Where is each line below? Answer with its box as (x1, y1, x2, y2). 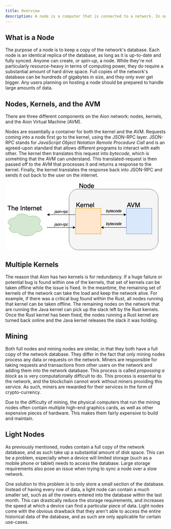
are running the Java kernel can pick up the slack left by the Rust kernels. (5, 306, 159, 312)
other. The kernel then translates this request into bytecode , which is (5, 150, 149, 157)
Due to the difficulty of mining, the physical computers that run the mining (5, 399, 160, 405)
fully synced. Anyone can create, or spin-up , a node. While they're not (5, 58, 153, 64)
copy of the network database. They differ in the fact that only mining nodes (5, 351, 165, 357)
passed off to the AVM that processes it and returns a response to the (5, 161, 152, 167)
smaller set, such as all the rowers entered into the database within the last (5, 492, 162, 498)
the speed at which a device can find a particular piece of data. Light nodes (5, 502, 164, 509)
